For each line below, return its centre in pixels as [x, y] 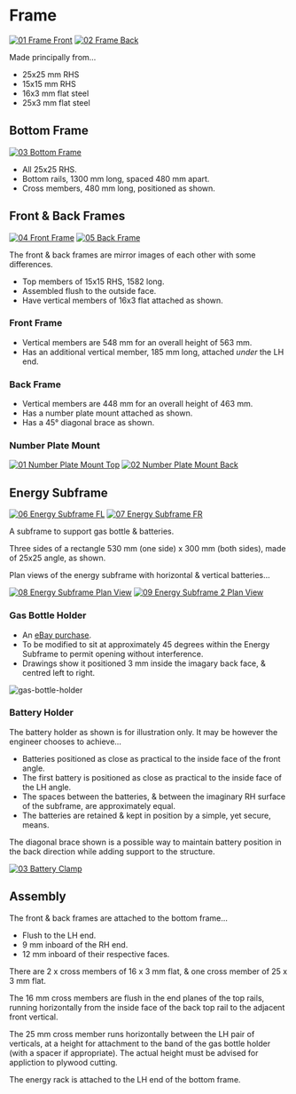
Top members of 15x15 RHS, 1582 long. [93, 281]
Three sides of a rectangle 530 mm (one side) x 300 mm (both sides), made [148, 549]
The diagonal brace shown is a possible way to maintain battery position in [145, 842]
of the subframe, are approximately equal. [98, 805]
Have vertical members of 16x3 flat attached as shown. [122, 300]
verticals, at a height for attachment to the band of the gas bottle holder [140, 1043]
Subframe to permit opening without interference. [113, 654]
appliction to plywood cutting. [63, 1062]
